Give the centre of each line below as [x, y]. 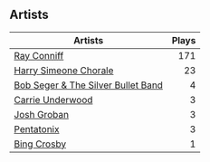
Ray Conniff [39, 55]
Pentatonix [37, 129]
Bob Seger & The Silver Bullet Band [88, 85]
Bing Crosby [40, 144]
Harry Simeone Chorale [64, 70]
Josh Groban [42, 114]
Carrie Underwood [53, 100]
